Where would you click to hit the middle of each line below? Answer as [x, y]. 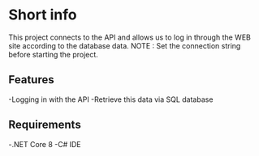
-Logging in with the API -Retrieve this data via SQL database [111, 99]
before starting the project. [54, 54]
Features [31, 80]
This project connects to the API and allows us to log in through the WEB [130, 37]
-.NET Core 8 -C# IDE [45, 144]
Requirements [45, 125]
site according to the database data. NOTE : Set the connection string [125, 45]
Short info [43, 15]
